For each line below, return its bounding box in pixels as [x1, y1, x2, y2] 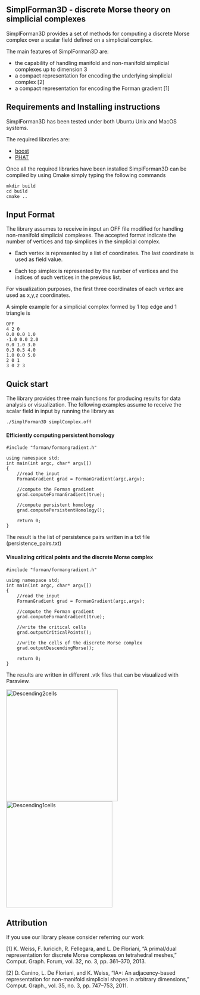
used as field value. [14, 256, 63, 263]
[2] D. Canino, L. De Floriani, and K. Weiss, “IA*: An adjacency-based [6, 969, 176, 977]
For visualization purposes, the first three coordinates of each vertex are [6, 286, 184, 293]
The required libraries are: [6, 135, 70, 142]
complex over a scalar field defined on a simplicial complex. [6, 36, 153, 44]
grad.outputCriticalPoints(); [17, 629, 92, 636]
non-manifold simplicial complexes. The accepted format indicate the [6, 232, 177, 239]
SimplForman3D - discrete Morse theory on [6, 5, 171, 15]
